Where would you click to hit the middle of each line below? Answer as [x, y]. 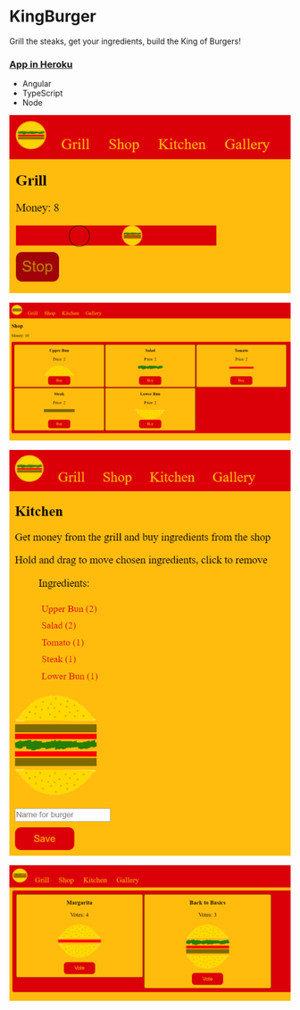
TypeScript [42, 93]
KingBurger [53, 17]
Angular [37, 84]
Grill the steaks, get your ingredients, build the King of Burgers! [125, 41]
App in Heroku [41, 64]
